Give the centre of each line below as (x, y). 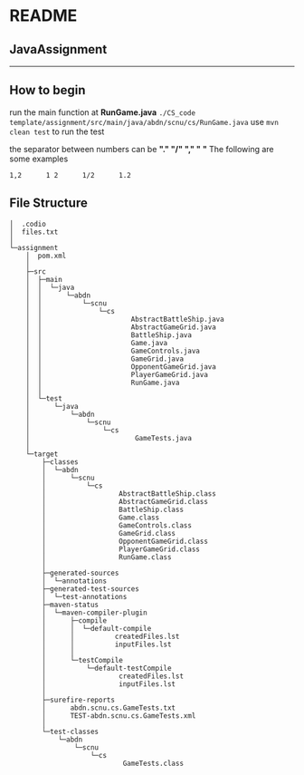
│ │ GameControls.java (113, 351)
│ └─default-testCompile (107, 668)
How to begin (47, 90)
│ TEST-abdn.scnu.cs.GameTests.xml (119, 716)
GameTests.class (153, 763)
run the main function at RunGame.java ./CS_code (103, 112)
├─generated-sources (81, 573)
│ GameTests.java (109, 438)
